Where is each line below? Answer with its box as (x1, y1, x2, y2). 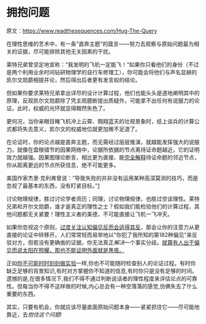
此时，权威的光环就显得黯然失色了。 (17, 104, 109, 112)
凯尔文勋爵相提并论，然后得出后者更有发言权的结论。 (6, 76, 141, 83)
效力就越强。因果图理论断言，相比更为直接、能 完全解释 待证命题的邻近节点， (6, 153, 200, 161)
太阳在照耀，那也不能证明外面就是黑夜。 (22, 246, 124, 253)
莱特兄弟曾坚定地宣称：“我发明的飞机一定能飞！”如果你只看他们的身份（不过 (6, 61, 199, 68)
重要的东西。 (6, 290, 39, 298)
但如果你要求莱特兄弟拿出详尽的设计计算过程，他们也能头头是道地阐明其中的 (6, 89, 200, 96)
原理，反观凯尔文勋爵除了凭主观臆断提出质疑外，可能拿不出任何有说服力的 (6, 96, 194, 104)
